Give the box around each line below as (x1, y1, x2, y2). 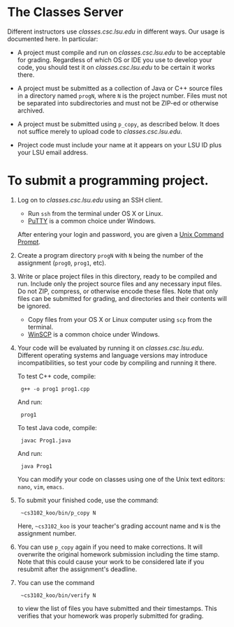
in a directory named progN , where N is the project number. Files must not (17, 91, 228, 100)
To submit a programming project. (7, 172, 209, 189)
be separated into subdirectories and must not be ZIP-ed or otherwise (17, 98, 219, 107)
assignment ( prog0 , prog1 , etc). (17, 258, 107, 267)
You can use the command (17, 578, 95, 587)
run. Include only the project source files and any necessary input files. (17, 279, 222, 288)
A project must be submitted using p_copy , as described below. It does (17, 119, 220, 128)
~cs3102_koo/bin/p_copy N (20, 509, 96, 517)
